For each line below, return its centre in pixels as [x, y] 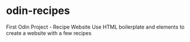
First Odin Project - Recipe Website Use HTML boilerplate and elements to [95, 27]
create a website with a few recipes [49, 33]
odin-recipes [38, 11]
